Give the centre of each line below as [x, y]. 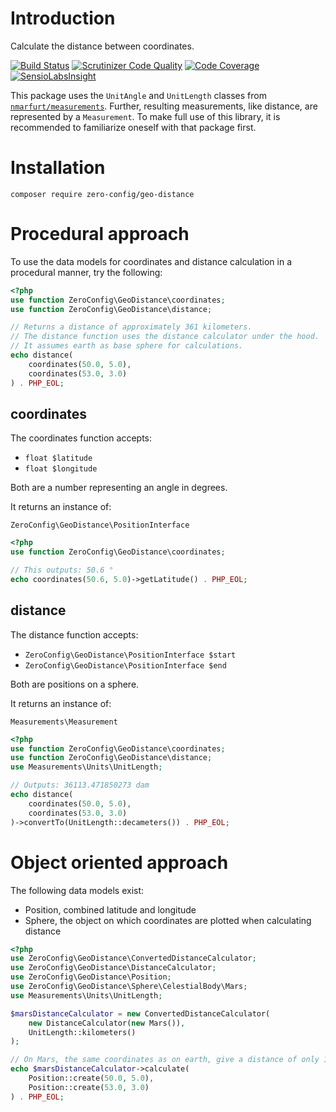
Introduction [63, 18]
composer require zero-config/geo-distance [102, 194]
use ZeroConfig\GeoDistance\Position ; [91, 977]
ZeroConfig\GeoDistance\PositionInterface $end [125, 665]
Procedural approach [100, 234]
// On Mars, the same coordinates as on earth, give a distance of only [165, 1060]
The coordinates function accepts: [81, 438]
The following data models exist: [77, 890]
